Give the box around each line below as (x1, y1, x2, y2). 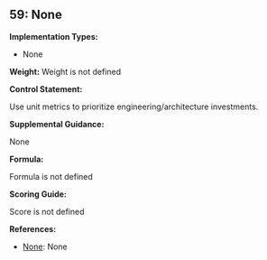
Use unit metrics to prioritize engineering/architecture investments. (9, 101, 259, 112)
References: (9, 223, 57, 234)
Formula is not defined (9, 171, 93, 181)
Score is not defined (9, 206, 85, 217)
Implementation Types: (9, 31, 98, 42)
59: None (9, 7, 63, 23)
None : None (22, 241, 68, 252)
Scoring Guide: (9, 189, 68, 200)
